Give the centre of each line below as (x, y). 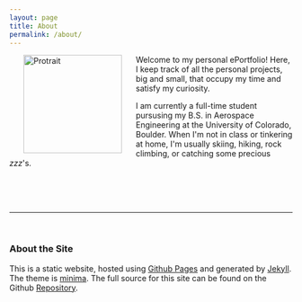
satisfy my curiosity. (173, 89)
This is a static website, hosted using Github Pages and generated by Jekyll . (151, 268)
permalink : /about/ (46, 34)
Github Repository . (44, 288)
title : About (34, 26)
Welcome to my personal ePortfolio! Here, (213, 60)
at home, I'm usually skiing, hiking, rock (209, 144)
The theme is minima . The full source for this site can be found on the (138, 278)
